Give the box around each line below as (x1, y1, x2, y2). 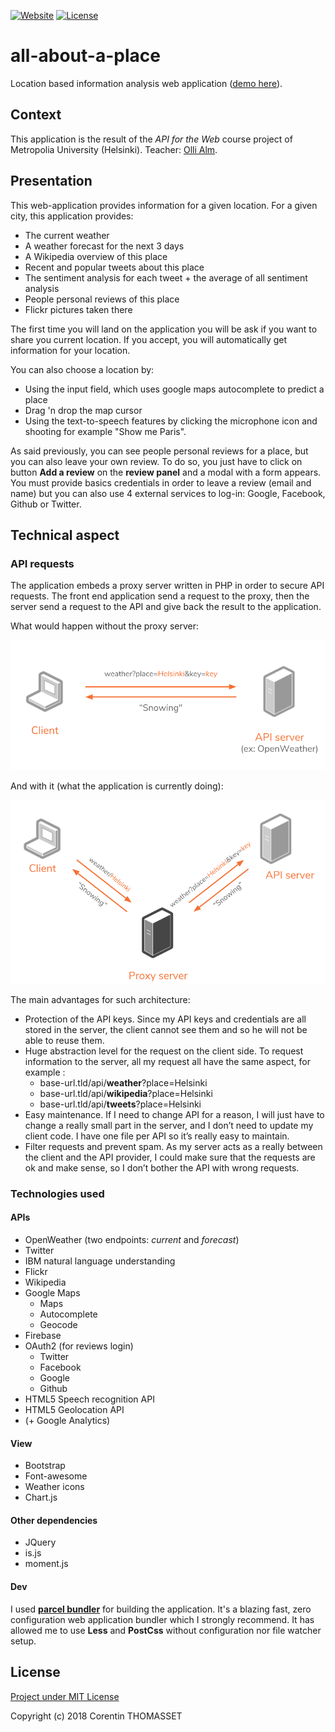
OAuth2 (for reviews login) (24, 1340, 134, 1352)
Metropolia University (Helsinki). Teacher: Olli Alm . (10, 143, 218, 155)
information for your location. (10, 344, 131, 356)
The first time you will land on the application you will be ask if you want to (10, 323, 318, 335)
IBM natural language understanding (24, 1255, 176, 1267)
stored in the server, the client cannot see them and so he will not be (24, 1023, 308, 1035)
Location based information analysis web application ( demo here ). (10, 77, 283, 89)
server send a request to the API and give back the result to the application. (10, 601, 322, 613)
